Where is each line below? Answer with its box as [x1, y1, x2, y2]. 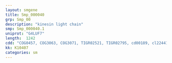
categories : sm [5, 50, 38, 55]
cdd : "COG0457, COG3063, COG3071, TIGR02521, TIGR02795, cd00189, [5, 41, 150, 46]
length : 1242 [5, 36, 36, 41]
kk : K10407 [5, 45, 29, 50]
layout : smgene [5, 7, 38, 13]
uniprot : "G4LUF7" [5, 31, 45, 36]
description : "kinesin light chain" [5, 21, 83, 27]
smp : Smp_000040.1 [5, 26, 45, 31]
